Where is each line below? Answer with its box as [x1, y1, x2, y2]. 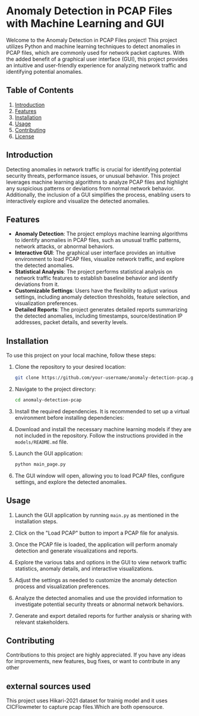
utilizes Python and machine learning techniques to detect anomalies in [6, 43, 181, 50]
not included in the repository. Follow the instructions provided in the [14, 432, 183, 439]
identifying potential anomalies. [6, 68, 83, 75]
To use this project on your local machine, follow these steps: [6, 352, 156, 359]
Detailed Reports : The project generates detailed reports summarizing [14, 306, 188, 313]
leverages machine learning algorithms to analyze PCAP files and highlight [6, 178, 188, 186]
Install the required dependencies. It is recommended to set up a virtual [14, 407, 190, 414]
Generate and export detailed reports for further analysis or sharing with [14, 612, 192, 619]
